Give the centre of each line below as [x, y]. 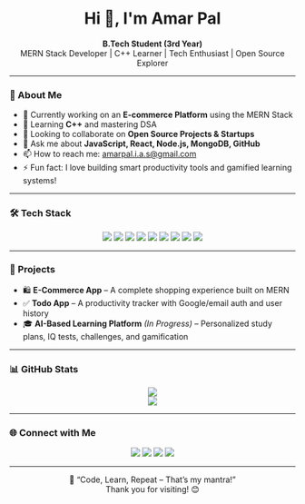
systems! [39, 181]
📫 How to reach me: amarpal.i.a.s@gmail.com [109, 154]
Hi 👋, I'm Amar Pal [152, 19]
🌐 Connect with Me [53, 433]
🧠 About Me [36, 94]
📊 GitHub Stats [44, 369]
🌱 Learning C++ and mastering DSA [89, 124]
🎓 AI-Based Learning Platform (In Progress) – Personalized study [147, 323]
